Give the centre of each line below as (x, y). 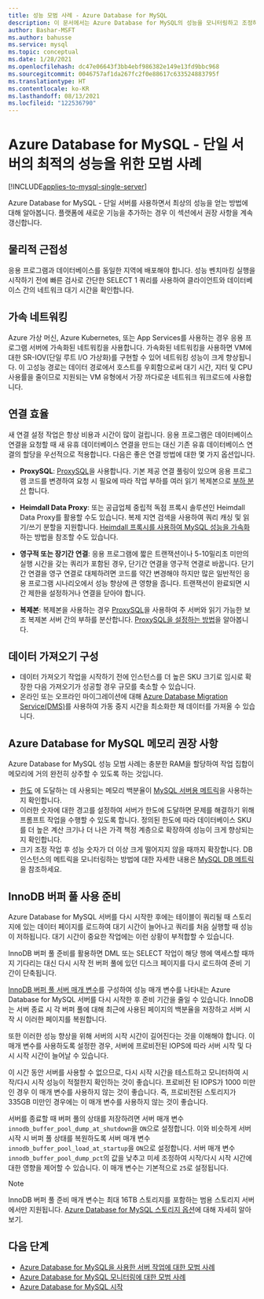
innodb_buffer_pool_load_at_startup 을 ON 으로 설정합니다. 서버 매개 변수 (122, 1148)
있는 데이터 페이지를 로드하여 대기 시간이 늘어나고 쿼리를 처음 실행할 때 (130, 927)
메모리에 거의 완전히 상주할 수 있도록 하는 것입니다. (86, 774)
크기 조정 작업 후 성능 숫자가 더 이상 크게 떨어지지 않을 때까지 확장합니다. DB (136, 849)
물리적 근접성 (38, 250)
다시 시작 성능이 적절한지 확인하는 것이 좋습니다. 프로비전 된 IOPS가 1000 (129, 1082)
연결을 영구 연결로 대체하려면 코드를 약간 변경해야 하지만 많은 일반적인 (135, 573)
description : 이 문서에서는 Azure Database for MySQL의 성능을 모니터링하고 (123, 23)
